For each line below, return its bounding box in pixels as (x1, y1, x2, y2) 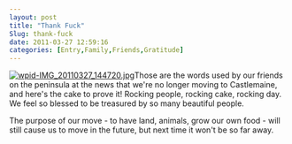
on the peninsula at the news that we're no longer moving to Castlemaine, (9, 80, 278, 90)
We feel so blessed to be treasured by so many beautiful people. (9, 98, 245, 109)
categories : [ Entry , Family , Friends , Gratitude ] (9, 46, 184, 55)
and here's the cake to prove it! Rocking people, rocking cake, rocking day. (9, 89, 282, 100)
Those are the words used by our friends (134, 70, 283, 80)
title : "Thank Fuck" (9, 21, 86, 30)
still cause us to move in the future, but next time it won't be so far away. (9, 125, 274, 135)
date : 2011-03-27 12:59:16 (9, 37, 109, 47)
